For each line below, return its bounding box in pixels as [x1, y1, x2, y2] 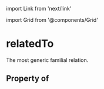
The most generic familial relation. [6, 56, 89, 64]
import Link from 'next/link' [6, 5, 72, 12]
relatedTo [6, 37, 54, 51]
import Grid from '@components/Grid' [6, 17, 99, 23]
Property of [6, 74, 49, 84]
